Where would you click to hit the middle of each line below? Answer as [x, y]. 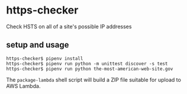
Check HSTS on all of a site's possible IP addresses [69, 26]
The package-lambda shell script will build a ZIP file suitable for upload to [94, 79]
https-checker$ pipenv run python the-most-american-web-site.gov [90, 69]
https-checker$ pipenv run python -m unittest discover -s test [87, 63]
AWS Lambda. [23, 86]
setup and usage [38, 45]
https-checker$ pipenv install [45, 58]
